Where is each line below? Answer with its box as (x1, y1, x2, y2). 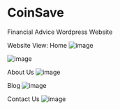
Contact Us (7, 95, 40, 103)
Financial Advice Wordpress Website (7, 28, 113, 36)
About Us (7, 68, 35, 76)
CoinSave (7, 5, 64, 21)
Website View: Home (7, 41, 68, 49)
